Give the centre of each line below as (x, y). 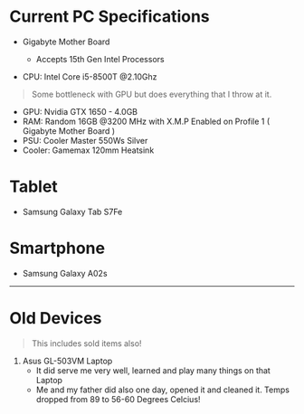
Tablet (34, 187)
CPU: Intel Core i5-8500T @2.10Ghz (90, 76)
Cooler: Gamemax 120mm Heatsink (88, 150)
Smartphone (57, 248)
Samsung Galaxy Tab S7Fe (72, 212)
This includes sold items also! (86, 343)
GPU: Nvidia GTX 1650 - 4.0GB (80, 111)
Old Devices (56, 318)
